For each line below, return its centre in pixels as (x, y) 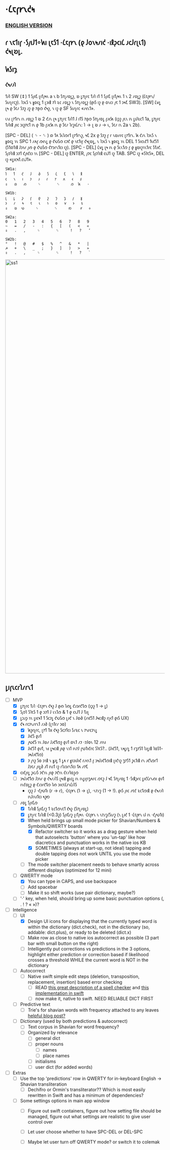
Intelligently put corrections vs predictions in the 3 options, (89, 949)
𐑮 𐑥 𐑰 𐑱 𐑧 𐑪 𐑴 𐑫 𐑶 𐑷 (44, 203)
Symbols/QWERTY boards (55, 826)
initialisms (46, 1061)
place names (56, 1056)
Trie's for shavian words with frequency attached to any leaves (93, 1010)
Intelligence (25, 910)
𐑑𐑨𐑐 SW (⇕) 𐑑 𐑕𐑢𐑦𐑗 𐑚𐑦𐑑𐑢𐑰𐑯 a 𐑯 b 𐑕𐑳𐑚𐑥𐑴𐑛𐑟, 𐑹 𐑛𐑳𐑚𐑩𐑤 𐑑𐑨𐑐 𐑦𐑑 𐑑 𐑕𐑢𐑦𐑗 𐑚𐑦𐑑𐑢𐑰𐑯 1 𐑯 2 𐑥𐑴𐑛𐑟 (73, 96)
